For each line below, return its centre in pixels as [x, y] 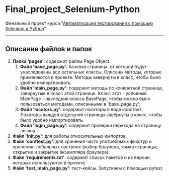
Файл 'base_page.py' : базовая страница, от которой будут [83, 66]
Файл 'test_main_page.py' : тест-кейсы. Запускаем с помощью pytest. [88, 168]
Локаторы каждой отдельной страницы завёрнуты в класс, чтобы [91, 115]
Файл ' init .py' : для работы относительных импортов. [70, 136]
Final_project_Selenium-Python [73, 9]
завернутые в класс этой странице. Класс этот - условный [83, 93]
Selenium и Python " [26, 28]
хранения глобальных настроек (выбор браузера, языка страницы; [85, 146]
